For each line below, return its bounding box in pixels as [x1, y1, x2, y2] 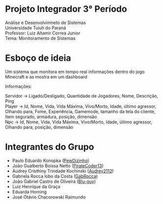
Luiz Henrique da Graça [12, 183, 60, 189]
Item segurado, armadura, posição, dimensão [5, 114, 97, 120]
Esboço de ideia [5, 52, 71, 64]
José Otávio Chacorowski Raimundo [12, 194, 86, 200]
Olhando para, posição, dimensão [5, 124, 74, 130]
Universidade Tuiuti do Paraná [5, 25, 66, 30]
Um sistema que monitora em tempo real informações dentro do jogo [5, 69, 145, 75]
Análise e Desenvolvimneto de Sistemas [5, 20, 86, 25]
